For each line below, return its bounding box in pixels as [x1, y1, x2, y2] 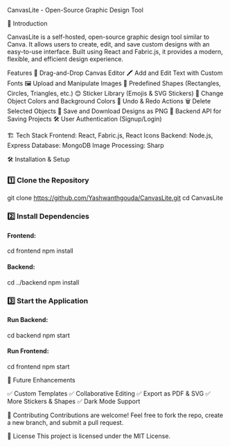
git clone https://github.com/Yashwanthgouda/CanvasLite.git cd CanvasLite [7, 194, 224, 202]
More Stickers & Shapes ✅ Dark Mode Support [7, 397, 141, 405]
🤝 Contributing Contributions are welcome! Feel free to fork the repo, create [7, 411, 224, 419]
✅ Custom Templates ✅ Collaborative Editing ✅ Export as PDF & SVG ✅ [7, 389, 211, 398]
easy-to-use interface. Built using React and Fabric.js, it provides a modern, [7, 48, 223, 56]
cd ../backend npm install [7, 278, 80, 287]
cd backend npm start [7, 331, 71, 339]
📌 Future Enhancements [7, 376, 76, 384]
